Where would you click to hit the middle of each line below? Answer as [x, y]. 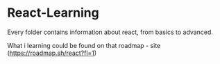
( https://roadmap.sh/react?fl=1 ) [52, 53]
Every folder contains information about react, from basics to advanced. [110, 32]
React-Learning [53, 13]
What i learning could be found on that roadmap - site [84, 45]
